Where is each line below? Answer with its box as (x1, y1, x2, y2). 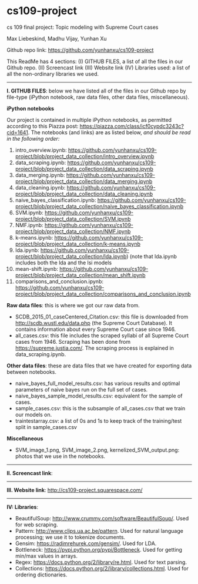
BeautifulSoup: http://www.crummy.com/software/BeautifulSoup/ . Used (15, 515, 189, 522)
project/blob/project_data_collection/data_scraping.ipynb (15, 165, 153, 172)
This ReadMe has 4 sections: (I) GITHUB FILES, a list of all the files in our (6, 58, 183, 65)
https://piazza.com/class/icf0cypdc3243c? (79, 122, 184, 130)
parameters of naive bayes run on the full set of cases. (15, 386, 148, 393)
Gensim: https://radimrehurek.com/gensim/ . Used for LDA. (15, 540, 157, 547)
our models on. (15, 411, 52, 418)
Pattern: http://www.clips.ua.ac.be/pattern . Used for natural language (15, 527, 184, 534)
